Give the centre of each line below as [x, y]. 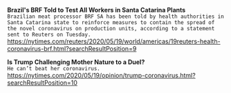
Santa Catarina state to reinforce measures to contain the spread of [111, 23]
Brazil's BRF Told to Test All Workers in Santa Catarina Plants [96, 10]
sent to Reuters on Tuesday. [49, 34]
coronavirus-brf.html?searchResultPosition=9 [72, 49]
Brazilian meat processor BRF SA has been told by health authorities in [116, 17]
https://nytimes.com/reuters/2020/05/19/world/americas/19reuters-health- [114, 41]
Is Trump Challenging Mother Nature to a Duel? [76, 62]
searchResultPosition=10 [43, 83]
